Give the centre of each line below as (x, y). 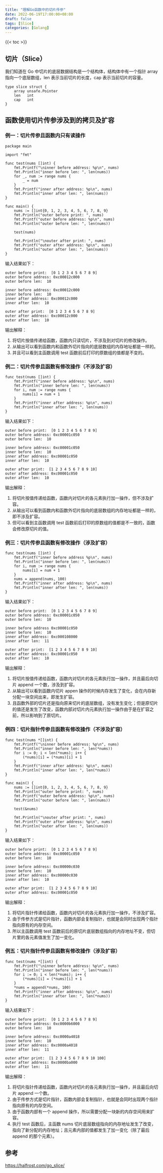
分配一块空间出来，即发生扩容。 (44, 697)
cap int (24, 100)
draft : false (18, 19)
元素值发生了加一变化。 (53, 937)
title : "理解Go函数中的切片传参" (35, 10)
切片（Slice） (26, 59)
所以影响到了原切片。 (42, 716)
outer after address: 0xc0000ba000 (41, 1062)
